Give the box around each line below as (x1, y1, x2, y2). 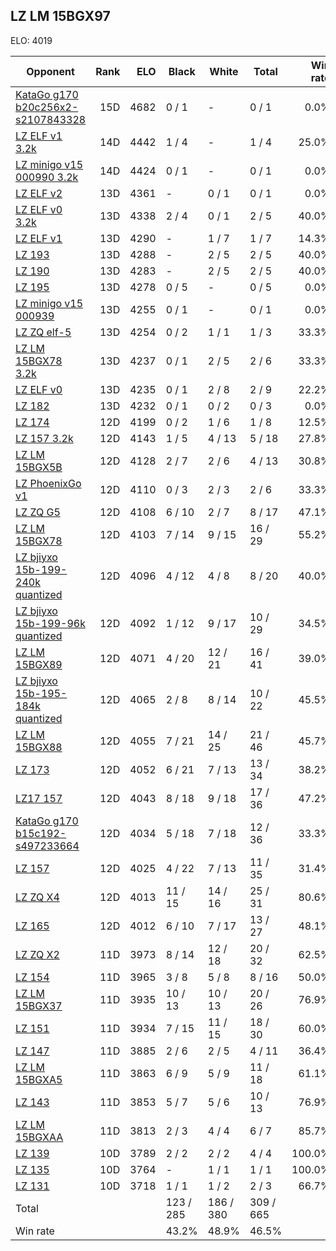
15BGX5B (15, 460, 63, 474)
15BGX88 (15, 740, 63, 754)
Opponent (26, 64, 75, 78)
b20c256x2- (15, 100, 79, 114)
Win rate (15, 1224, 55, 1238)
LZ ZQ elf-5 (15, 325, 72, 339)
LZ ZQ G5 (15, 505, 61, 519)
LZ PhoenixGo (15, 476, 82, 490)
